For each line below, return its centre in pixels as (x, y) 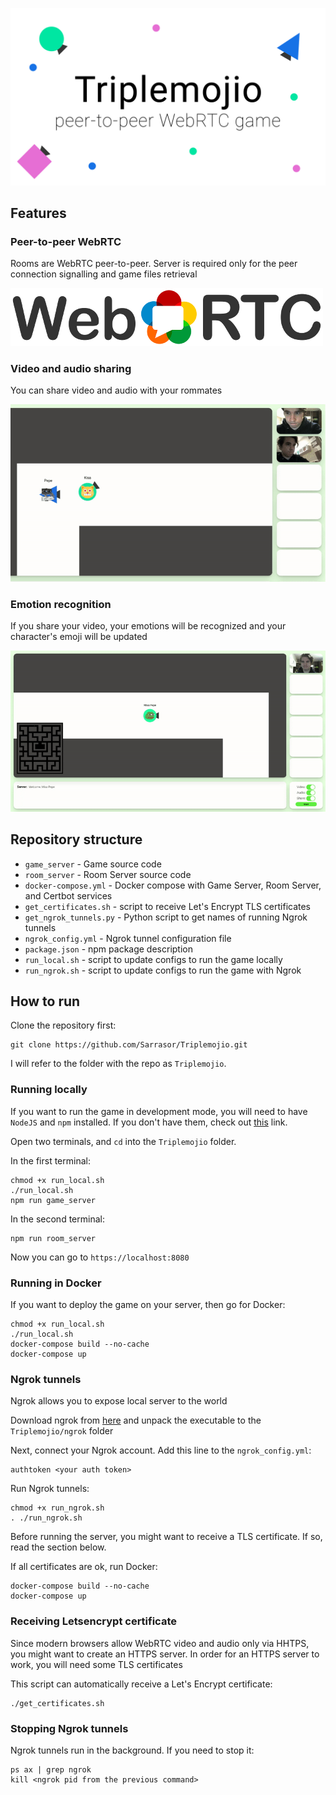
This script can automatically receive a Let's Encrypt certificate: (141, 1684)
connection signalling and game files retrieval (104, 274)
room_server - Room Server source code (108, 874)
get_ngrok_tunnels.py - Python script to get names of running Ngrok (166, 917)
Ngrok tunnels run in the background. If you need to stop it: (132, 1750)
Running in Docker (56, 1283)
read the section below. (58, 1547)
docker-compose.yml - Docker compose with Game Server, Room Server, (173, 885)
